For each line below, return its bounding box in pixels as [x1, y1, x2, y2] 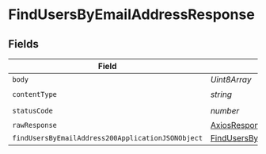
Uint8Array [210, 74, 252, 85]
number [210, 105, 240, 116]
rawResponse [12, 121, 58, 129]
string [210, 89, 232, 100]
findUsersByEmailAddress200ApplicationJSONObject [12, 133, 203, 142]
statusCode [12, 106, 53, 115]
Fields [8, 37, 40, 51]
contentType [12, 90, 58, 98]
